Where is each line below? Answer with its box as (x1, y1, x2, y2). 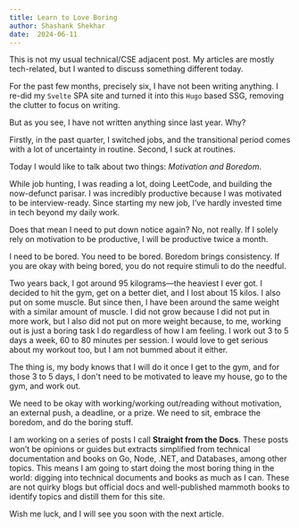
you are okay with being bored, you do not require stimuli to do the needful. (9, 261, 287, 272)
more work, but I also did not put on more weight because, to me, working (9, 316, 281, 327)
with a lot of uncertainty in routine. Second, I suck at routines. (9, 144, 237, 155)
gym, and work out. (9, 381, 81, 391)
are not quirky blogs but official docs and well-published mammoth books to (9, 482, 290, 492)
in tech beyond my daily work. (9, 207, 120, 218)
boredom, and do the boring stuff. (9, 417, 134, 428)
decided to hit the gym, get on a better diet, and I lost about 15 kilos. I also (9, 288, 281, 298)
